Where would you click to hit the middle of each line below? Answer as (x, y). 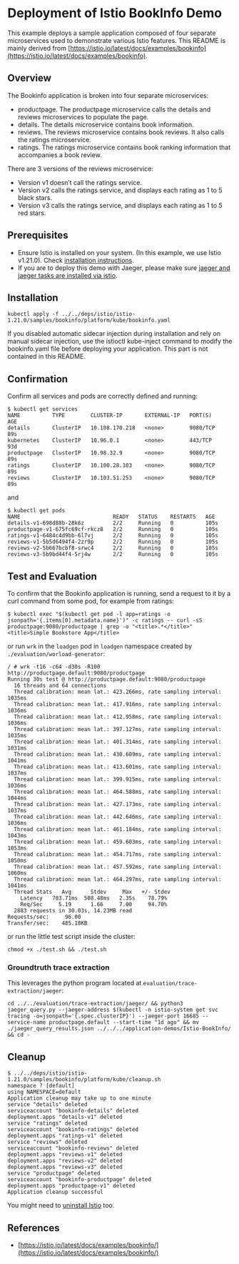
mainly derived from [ (39, 48)
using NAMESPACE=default (44, 1092)
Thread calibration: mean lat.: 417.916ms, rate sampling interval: (118, 705)
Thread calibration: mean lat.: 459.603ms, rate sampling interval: (118, 842)
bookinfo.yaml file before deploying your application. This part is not (108, 349)
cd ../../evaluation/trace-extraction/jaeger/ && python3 (95, 1004)
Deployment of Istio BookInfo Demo (115, 13)
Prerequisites (38, 235)
